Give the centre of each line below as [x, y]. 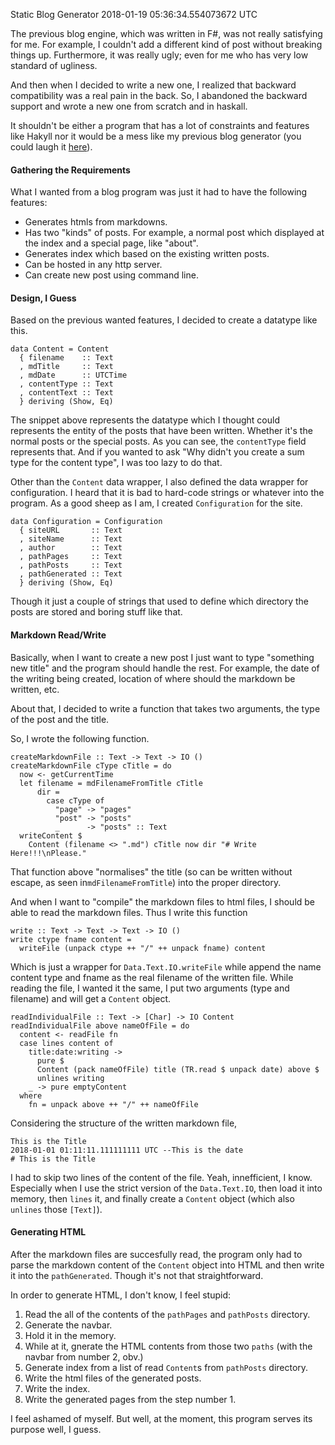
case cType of [75, 800]
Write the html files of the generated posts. [113, 1378]
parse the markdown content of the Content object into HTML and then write [167, 1265]
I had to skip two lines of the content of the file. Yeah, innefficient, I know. [161, 1177]
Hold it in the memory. [70, 1335]
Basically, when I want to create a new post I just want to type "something [162, 657]
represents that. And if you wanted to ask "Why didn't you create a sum [157, 452]
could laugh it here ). [51, 147]
